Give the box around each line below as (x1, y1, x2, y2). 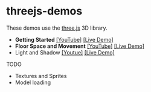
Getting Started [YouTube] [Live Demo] (14, 36, 114, 43)
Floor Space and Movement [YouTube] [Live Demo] (14, 42, 145, 50)
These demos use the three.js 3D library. (6, 24, 108, 31)
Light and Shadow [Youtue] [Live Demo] (14, 48, 115, 56)
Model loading (14, 79, 51, 86)
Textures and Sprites (14, 72, 67, 79)
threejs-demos (6, 4, 83, 18)
